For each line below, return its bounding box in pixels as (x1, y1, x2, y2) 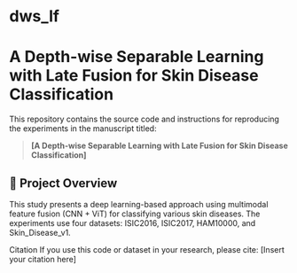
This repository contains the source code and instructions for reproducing (9, 113, 279, 125)
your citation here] (9, 253, 77, 264)
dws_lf (9, 6, 60, 27)
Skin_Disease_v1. (9, 227, 71, 238)
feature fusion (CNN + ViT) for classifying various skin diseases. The (9, 208, 261, 219)
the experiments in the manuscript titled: (9, 123, 157, 134)
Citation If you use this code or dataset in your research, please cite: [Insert (9, 244, 285, 254)
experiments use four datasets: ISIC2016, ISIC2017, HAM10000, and (9, 217, 256, 228)
